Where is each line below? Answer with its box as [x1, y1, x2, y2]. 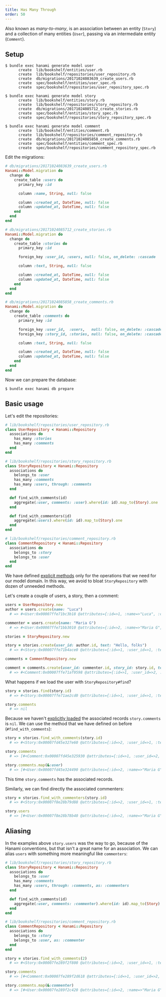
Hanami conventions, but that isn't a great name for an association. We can [5, 845, 158, 851]
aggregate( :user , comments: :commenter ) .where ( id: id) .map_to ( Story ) [14, 901, 161, 906]
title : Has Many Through [5, 7, 56, 12]
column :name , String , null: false [18, 191, 92, 196]
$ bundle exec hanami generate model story [5, 93, 96, 99]
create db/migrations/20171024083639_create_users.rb [18, 76, 134, 82]
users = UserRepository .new [5, 603, 63, 607]
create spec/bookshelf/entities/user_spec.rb [18, 81, 116, 86]
